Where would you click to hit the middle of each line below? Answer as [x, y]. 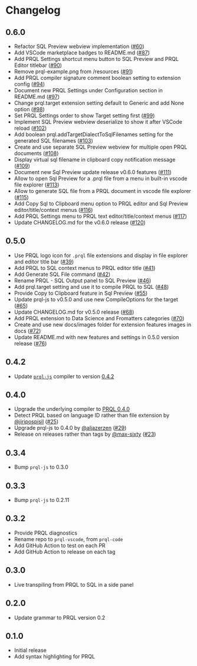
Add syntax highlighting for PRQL [55, 657]
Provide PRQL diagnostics [46, 533]
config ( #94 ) [29, 84]
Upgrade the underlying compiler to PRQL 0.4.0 [72, 409]
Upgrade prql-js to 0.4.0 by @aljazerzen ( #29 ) [70, 428]
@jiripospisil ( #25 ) [36, 422]
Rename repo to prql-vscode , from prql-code [68, 539]
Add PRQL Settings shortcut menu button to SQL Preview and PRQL [96, 59]
